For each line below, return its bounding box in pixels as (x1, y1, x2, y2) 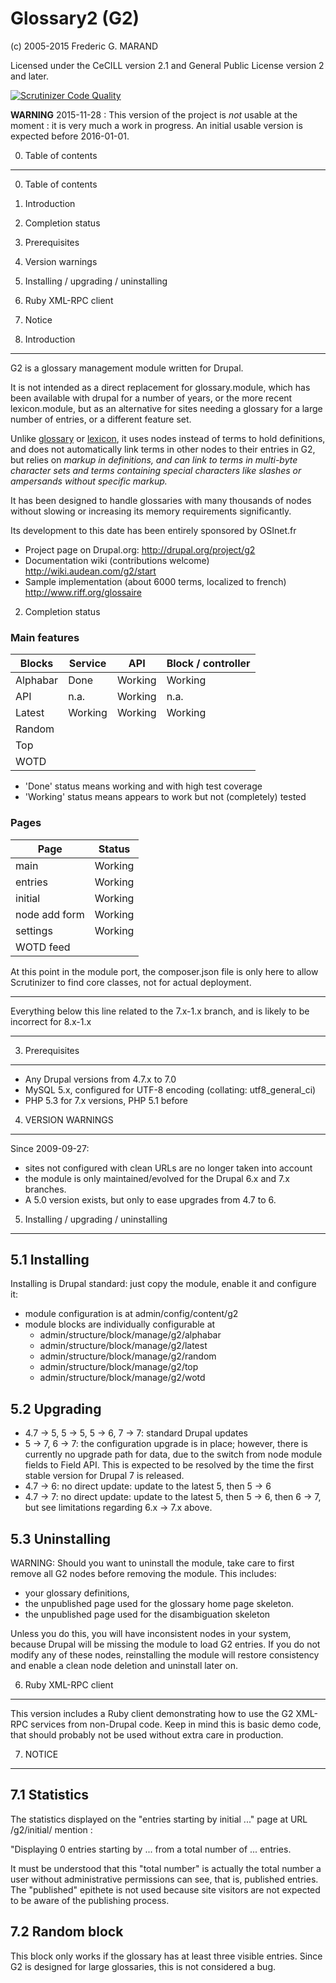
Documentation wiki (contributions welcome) (24, 554, 210, 566)
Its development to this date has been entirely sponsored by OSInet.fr (10, 524, 297, 536)
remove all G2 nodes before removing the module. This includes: (10, 1567, 277, 1579)
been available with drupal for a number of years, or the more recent (10, 392, 293, 404)
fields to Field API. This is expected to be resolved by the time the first (24, 1459, 315, 1471)
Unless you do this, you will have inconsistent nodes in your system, (10, 1627, 292, 1639)
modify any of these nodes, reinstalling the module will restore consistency (10, 1648, 320, 1661)
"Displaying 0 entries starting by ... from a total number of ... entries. (10, 1843, 292, 1855)
